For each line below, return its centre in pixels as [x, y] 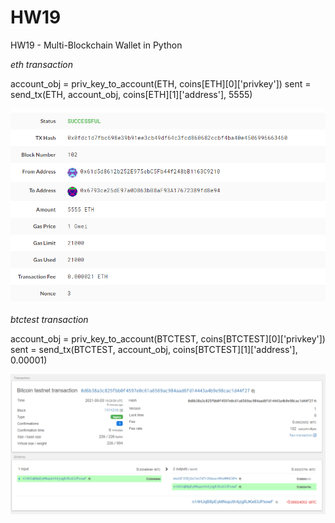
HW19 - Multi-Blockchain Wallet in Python [96, 45]
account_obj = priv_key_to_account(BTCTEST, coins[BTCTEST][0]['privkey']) [168, 339]
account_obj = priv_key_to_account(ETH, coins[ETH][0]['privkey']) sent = [161, 83]
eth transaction [42, 64]
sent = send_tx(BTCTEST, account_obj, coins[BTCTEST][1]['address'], [154, 350]
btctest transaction [49, 320]
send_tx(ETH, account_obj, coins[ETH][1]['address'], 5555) [131, 94]
